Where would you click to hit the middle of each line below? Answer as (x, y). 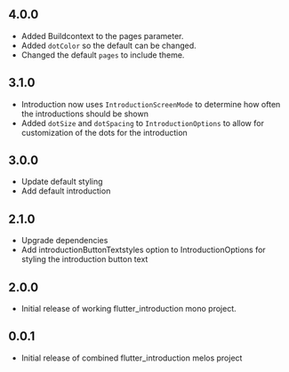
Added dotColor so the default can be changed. (108, 45)
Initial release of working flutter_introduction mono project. (128, 309)
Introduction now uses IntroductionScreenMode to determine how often (151, 104)
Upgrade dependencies (64, 241)
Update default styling (62, 182)
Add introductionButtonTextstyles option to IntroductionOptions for (143, 250)
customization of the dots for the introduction (104, 132)
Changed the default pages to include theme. (103, 55)
